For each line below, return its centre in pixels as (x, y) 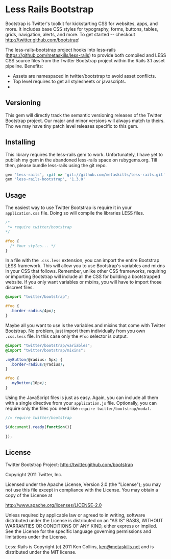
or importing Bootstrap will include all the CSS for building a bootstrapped (83, 276)
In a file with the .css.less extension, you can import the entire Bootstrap (82, 260)
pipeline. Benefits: (24, 66)
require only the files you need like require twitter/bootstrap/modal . (78, 408)
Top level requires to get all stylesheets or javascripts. (69, 81)
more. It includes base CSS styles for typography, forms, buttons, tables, (82, 29)
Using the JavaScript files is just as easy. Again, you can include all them (82, 398)
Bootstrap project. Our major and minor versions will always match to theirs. (85, 121)
